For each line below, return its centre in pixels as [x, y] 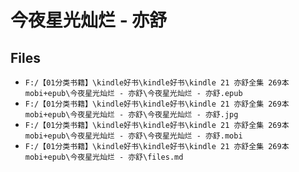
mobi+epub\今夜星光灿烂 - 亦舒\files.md [104, 157]
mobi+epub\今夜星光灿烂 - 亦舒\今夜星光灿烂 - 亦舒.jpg [131, 115]
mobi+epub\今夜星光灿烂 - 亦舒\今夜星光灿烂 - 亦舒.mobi [133, 136]
